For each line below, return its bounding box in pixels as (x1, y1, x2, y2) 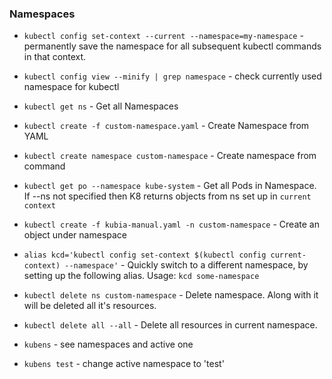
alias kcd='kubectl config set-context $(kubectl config (23, 250, 267, 261)
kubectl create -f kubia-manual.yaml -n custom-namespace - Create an (23, 218, 320, 231)
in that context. (23, 51, 87, 63)
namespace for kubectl (23, 81, 120, 93)
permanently (23, 40, 77, 52)
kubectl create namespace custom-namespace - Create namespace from (23, 150, 317, 162)
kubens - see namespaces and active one (23, 338, 194, 351)
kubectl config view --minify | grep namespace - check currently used (23, 70, 322, 82)
